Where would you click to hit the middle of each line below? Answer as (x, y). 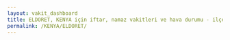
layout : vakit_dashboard (42, 13)
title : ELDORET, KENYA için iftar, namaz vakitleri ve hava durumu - (108, 20)
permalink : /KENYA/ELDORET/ (47, 26)
